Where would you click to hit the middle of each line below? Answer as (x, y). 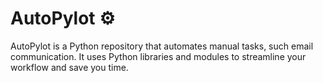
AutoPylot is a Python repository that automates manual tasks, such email (162, 46)
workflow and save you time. (69, 67)
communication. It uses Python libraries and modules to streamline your (158, 56)
